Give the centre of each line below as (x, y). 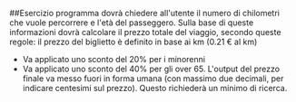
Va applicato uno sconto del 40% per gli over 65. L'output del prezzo (151, 69)
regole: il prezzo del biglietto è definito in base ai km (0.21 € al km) (133, 42)
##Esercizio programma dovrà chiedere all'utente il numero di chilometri (144, 13)
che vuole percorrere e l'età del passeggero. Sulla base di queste (132, 23)
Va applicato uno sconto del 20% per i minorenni (114, 59)
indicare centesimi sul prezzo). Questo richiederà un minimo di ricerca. (155, 88)
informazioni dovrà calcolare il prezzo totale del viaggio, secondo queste (145, 32)
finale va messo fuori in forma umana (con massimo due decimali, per (153, 79)
